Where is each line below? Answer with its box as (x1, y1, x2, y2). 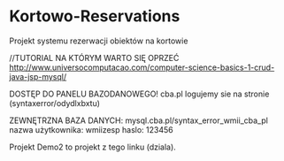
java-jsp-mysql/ (9, 71, 67, 81)
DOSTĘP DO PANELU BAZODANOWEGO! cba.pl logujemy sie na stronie (9, 88, 270, 99)
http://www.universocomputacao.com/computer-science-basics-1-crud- (9, 62, 275, 73)
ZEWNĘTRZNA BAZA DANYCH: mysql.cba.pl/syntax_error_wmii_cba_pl (9, 115, 268, 126)
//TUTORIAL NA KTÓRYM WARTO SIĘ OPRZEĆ (9, 52, 180, 63)
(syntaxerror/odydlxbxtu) (9, 97, 100, 108)
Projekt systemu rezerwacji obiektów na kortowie (9, 35, 188, 46)
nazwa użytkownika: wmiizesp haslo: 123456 (9, 124, 174, 134)
